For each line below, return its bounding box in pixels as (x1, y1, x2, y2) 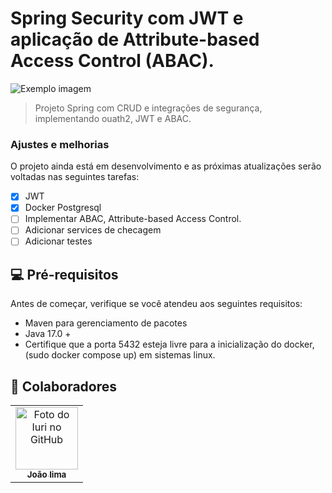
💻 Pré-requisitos (10, 266, 119, 283)
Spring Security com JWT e (10, 7, 244, 30)
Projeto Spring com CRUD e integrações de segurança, (34, 102, 263, 114)
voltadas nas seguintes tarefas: (10, 171, 140, 183)
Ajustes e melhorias (10, 137, 110, 151)
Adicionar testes (24, 235, 93, 247)
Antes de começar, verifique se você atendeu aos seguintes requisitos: (10, 298, 303, 310)
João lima (26, 469, 67, 481)
